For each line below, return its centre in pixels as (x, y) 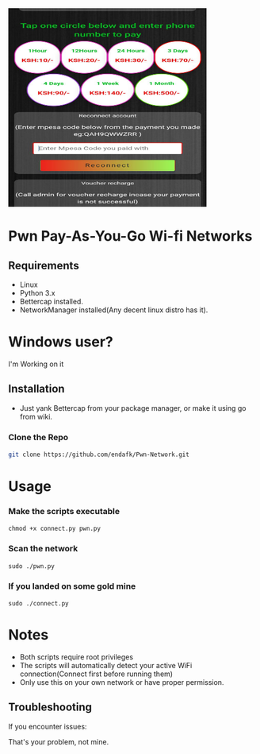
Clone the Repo (38, 437)
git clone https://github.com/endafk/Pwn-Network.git (99, 455)
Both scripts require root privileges (76, 657)
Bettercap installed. (51, 302)
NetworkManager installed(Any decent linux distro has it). (114, 310)
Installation (36, 389)
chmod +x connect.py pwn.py (55, 529)
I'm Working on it (36, 364)
